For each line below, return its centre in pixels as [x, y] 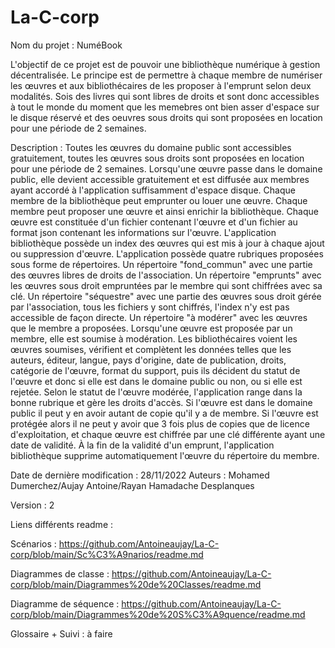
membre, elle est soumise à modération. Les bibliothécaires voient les [154, 338]
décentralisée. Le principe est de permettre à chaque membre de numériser [166, 75]
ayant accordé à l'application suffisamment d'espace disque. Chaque [153, 190]
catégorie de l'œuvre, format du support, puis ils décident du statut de [155, 370]
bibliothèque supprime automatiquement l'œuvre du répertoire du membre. [165, 455]
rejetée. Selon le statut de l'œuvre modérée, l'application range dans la [156, 392]
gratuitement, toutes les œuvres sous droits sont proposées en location [157, 158]
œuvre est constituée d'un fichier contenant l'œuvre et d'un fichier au [154, 222]
